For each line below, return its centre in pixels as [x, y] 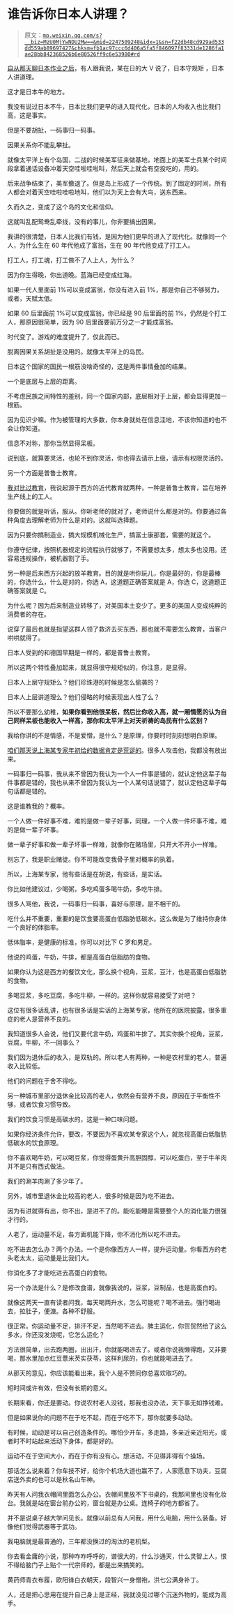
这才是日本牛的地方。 [38, 91]
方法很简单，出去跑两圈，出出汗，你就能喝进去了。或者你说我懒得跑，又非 [114, 1349]
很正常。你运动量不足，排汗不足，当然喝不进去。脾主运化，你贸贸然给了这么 [117, 1326]
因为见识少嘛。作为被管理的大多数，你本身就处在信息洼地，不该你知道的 [111, 419]
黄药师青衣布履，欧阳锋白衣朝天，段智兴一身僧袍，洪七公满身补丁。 [105, 1579]
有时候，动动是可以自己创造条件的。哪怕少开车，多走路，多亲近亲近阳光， [114, 1432]
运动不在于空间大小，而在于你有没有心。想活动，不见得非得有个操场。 [108, 1456]
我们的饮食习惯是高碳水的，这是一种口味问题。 [74, 1119]
